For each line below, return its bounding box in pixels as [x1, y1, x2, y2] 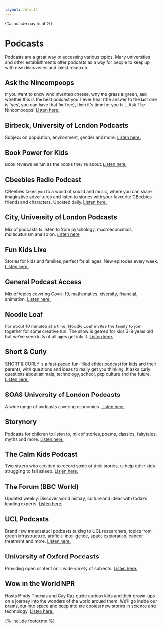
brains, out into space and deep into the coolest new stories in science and [5, 603, 156, 609]
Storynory [5, 418, 37, 426]
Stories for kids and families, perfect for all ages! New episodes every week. [5, 258, 159, 264]
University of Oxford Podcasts [5, 553, 99, 561]
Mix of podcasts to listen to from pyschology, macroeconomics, [5, 226, 133, 232]
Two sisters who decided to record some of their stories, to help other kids [5, 463, 155, 469]
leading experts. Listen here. [5, 501, 62, 507]
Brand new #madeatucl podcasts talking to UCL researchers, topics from [5, 528, 152, 534]
